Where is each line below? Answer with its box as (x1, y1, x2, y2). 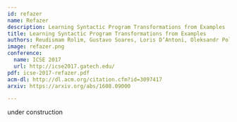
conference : (7, 50, 42, 57)
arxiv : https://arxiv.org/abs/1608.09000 (7, 83, 131, 90)
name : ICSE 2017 (13, 56, 61, 63)
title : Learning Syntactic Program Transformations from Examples (7, 30, 207, 37)
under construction (7, 108, 63, 116)
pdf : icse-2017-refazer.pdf (7, 69, 90, 76)
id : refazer (7, 10, 42, 18)
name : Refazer (7, 17, 49, 24)
